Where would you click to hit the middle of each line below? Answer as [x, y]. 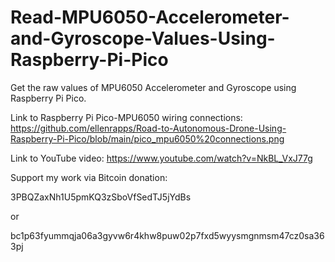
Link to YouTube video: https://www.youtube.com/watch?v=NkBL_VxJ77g [161, 158]
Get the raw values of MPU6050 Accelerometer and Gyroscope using [153, 87]
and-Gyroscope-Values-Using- [143, 38]
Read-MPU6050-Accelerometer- [150, 17]
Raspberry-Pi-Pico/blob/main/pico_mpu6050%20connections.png [147, 138]
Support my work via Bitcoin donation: [89, 177]
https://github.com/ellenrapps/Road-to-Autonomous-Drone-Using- [148, 128]
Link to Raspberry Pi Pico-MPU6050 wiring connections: [126, 117]
